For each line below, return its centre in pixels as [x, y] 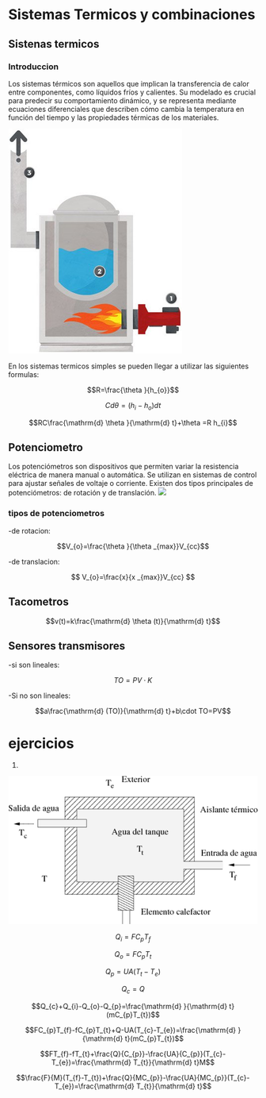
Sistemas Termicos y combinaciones [132, 15]
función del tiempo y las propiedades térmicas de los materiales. [114, 118]
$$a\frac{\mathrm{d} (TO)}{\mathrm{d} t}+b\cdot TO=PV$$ [133, 711]
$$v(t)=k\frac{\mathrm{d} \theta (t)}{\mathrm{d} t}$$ [133, 621]
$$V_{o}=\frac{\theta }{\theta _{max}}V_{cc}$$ [133, 546]
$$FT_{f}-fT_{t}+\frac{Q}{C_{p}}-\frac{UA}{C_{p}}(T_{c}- [133, 1054]
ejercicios [41, 743]
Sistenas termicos [54, 44]
